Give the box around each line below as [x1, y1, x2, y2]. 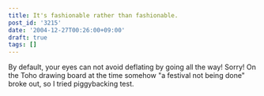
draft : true [8, 33, 47, 42]
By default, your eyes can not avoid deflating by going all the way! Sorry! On [8, 62, 257, 72]
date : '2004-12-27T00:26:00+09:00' [8, 26, 126, 34]
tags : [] [8, 41, 37, 49]
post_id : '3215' [8, 19, 62, 27]
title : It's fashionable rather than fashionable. [8, 11, 179, 20]
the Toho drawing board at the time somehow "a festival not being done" [8, 71, 245, 80]
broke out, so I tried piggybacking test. [8, 79, 134, 89]
